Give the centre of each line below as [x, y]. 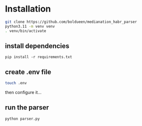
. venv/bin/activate [26, 31]
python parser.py [22, 119]
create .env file [28, 72]
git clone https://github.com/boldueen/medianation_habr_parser [71, 22]
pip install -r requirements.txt [39, 57]
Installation [28, 9]
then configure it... [23, 93]
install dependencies [37, 46]
